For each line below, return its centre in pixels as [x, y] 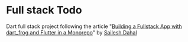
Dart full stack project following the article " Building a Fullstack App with [94, 26]
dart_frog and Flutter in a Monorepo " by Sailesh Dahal [72, 32]
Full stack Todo [44, 10]
